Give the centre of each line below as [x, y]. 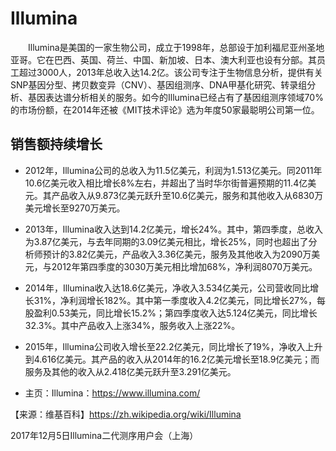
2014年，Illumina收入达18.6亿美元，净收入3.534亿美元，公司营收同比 [167, 288]
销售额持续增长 [56, 144]
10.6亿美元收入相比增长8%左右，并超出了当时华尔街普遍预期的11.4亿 [166, 183]
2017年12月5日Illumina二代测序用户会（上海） [104, 435]
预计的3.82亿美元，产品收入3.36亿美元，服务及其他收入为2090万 [177, 254]
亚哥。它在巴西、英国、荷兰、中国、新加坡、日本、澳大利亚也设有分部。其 [163, 59]
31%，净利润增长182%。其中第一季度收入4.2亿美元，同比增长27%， [175, 300]
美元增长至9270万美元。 [75, 208]
